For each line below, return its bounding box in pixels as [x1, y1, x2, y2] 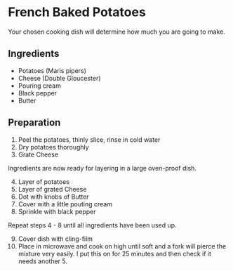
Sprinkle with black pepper [18, 207, 96, 216]
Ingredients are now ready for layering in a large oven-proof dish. [8, 164, 197, 172]
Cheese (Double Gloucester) [18, 74, 101, 82]
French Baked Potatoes [8, 4, 146, 20]
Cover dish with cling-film [18, 234, 93, 243]
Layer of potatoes [18, 177, 69, 186]
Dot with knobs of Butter [18, 192, 90, 201]
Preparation [8, 117, 61, 128]
